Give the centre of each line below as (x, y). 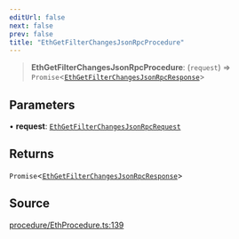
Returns (32, 154)
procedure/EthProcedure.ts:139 (67, 225)
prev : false (31, 34)
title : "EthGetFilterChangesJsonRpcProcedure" (97, 42)
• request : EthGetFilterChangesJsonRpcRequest (95, 126)
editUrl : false (37, 17)
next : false (31, 26)
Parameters (42, 104)
